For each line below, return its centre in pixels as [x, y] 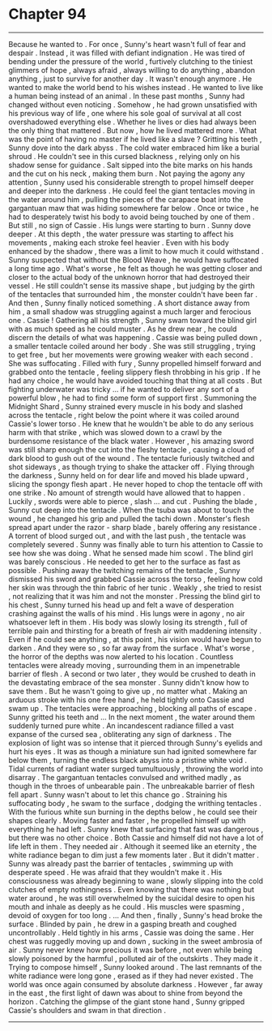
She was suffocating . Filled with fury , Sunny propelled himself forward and [135, 363]
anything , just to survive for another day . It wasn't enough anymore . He [130, 79]
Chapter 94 [47, 14]
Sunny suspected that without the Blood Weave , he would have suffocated [134, 260]
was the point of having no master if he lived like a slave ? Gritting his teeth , [135, 139]
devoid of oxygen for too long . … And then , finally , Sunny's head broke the [136, 915]
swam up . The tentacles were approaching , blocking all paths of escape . [133, 708]
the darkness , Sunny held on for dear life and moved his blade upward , [129, 475]
